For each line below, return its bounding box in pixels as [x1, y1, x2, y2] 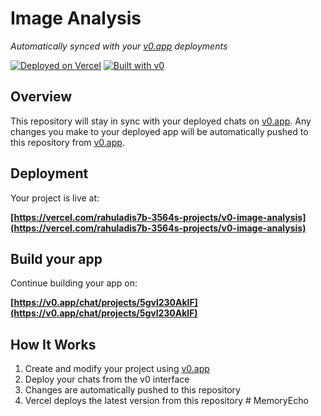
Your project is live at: [10, 192, 100, 204]
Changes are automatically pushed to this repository [24, 384, 241, 396]
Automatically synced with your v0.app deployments [10, 40, 228, 52]
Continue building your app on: [10, 277, 138, 289]
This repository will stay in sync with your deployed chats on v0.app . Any [10, 115, 312, 127]
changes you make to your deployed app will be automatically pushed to [10, 125, 309, 137]
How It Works [10, 336, 97, 353]
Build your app [10, 250, 103, 267]
